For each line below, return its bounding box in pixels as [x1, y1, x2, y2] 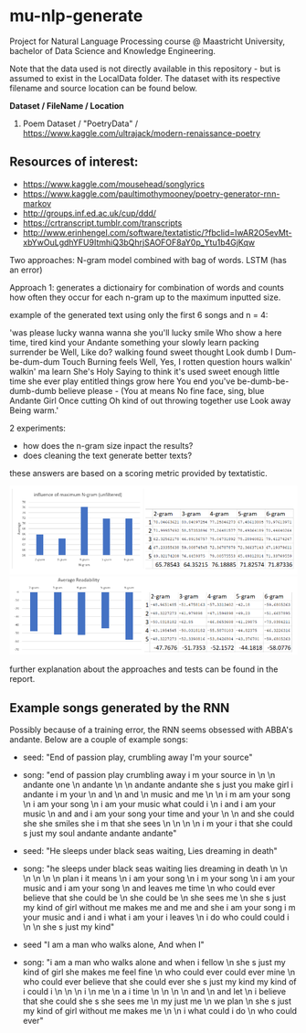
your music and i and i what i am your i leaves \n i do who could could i [22, 911, 290, 923]
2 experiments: [9, 422, 67, 433]
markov [22, 197, 52, 208]
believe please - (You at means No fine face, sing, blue [58, 385, 265, 396]
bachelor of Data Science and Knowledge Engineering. [9, 45, 216, 56]
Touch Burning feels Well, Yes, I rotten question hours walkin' [61, 356, 293, 367]
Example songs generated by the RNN [9, 700, 230, 716]
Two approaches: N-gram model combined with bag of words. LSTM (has [9, 254, 288, 265]
